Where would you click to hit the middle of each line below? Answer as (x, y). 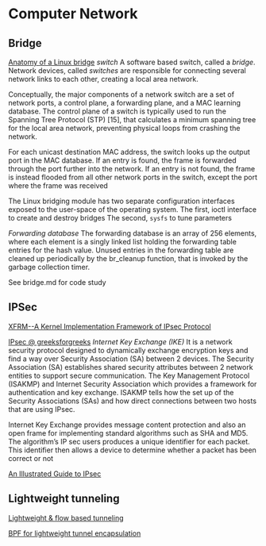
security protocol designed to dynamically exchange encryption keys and (128, 350)
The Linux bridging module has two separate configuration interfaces (122, 201)
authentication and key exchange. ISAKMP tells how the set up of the (121, 392)
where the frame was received (58, 186)
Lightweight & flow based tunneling (66, 517)
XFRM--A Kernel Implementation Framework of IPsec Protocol (110, 326)
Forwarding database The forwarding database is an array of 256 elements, (133, 233)
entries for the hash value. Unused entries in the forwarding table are (121, 250)
